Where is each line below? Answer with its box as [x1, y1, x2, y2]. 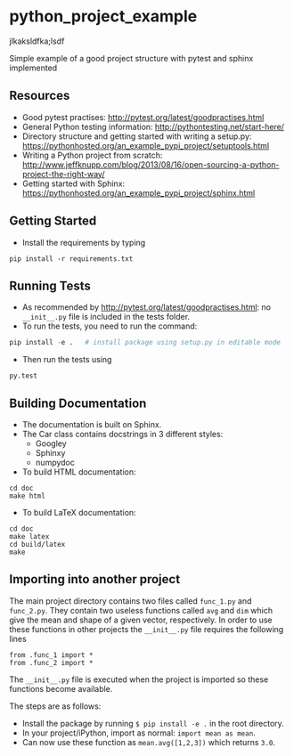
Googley [35, 438, 67, 449]
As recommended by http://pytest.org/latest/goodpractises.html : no [21, 302, 272, 313]
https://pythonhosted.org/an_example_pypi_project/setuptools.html [21, 140, 270, 150]
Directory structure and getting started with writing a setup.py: [21, 131, 252, 142]
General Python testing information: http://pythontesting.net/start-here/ [21, 121, 285, 132]
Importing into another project [9, 572, 181, 587]
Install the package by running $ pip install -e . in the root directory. [21, 718, 285, 728]
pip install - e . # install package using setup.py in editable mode [9, 338, 281, 347]
